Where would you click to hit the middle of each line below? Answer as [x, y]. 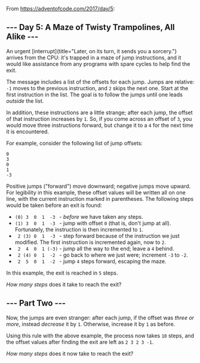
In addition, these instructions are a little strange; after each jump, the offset [99, 112]
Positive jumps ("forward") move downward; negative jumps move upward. [99, 186]
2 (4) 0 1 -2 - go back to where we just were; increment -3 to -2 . [103, 255]
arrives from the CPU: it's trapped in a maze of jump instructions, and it [94, 57]
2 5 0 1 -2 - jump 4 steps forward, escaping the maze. [92, 261]
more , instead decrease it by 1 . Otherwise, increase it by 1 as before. [91, 324]
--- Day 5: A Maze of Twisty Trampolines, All [90, 27]
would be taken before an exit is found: [54, 205]
